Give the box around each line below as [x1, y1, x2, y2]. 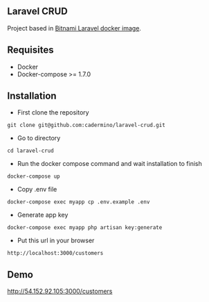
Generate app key [17, 211, 69, 219]
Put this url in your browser [17, 236, 95, 245]
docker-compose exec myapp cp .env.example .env [7, 199, 150, 205]
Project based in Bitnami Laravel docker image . [7, 24, 142, 32]
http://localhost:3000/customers [7, 250, 104, 257]
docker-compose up [7, 173, 60, 180]
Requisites [7, 44, 54, 56]
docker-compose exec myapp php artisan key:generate [7, 224, 163, 231]
